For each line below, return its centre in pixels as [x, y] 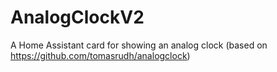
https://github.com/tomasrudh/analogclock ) [100, 55]
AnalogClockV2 [77, 17]
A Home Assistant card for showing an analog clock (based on [139, 45]
